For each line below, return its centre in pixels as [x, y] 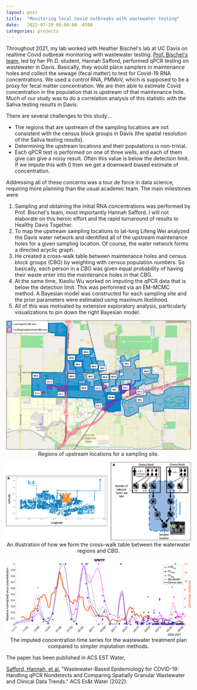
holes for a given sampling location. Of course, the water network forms [101, 244]
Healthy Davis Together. [44, 225]
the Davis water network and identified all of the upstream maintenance [101, 237]
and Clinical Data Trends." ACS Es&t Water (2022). [67, 681]
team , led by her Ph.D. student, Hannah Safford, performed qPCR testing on [98, 61]
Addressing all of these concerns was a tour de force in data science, [90, 183]
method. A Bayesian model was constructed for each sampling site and [101, 294]
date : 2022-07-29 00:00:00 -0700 [50, 25]
